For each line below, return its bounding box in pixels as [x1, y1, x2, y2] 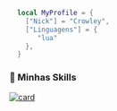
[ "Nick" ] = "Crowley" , [25, 16, 110, 26]
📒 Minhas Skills [9, 72, 77, 84]
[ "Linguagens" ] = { [25, 25, 98, 34]
